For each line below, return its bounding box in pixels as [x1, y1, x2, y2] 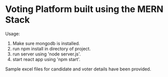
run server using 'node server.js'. [12, 51, 81, 57]
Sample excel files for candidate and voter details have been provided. [5, 66, 151, 72]
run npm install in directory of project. [12, 45, 91, 51]
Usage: [5, 30, 20, 36]
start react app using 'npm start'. [12, 56, 80, 62]
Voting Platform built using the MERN [5, 3, 163, 15]
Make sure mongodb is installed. [12, 40, 80, 46]
